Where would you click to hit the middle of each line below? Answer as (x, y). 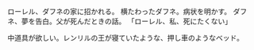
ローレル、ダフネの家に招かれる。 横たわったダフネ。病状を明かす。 (119, 11)
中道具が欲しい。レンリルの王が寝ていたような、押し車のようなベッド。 (125, 38)
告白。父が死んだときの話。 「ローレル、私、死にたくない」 (133, 21)
